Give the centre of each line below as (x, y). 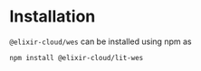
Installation (53, 17)
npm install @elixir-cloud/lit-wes (77, 58)
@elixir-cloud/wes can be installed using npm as (100, 41)
